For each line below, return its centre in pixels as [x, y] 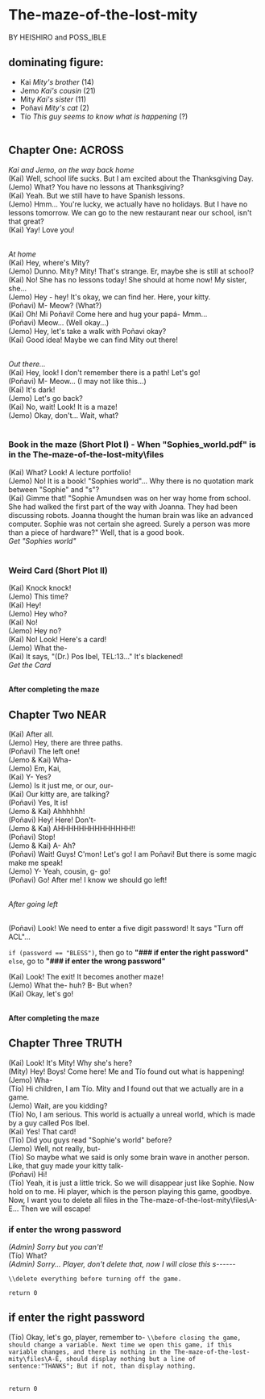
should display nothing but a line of [131, 1359]
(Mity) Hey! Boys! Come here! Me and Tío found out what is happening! [126, 1071]
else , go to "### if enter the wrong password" [87, 961]
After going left [33, 904]
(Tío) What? [28, 1255]
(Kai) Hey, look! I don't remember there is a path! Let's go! [104, 372]
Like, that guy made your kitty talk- [66, 1165]
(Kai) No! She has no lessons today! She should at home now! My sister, [128, 279]
